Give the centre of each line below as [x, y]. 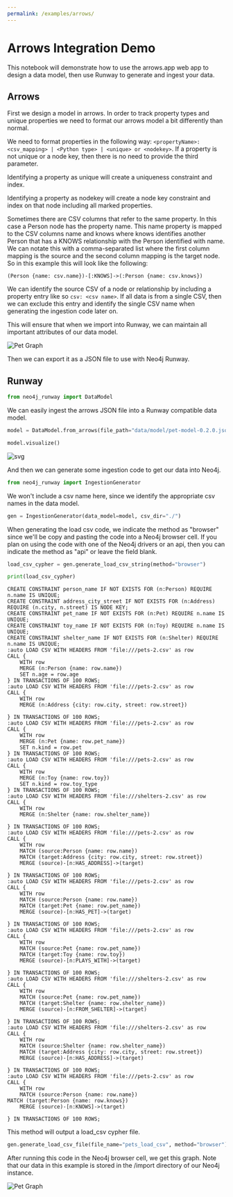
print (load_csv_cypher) [42, 577]
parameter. [23, 164]
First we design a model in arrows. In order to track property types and [108, 113]
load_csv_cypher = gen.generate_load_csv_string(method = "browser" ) [107, 564]
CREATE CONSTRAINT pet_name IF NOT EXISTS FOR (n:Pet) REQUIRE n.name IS [116, 614]
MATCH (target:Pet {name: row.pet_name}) [80, 906]
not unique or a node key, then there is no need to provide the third [103, 157]
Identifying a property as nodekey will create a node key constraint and [109, 198]
